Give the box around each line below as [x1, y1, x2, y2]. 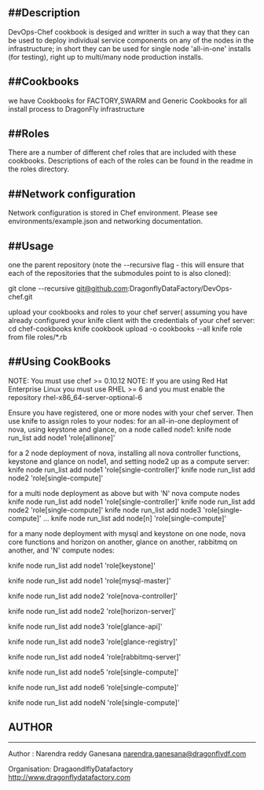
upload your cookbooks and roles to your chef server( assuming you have [8, 307, 247, 317]
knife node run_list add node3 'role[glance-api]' [8, 621, 163, 631]
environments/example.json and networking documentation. [8, 216, 203, 226]
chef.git [8, 292, 33, 302]
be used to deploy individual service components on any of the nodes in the [8, 35, 254, 45]
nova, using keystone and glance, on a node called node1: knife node [8, 424, 232, 434]
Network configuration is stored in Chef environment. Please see [8, 208, 218, 218]
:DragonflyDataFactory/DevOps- [127, 284, 233, 293]
